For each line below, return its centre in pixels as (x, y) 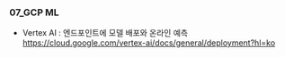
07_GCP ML (35, 12)
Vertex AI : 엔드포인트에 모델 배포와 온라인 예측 (105, 33)
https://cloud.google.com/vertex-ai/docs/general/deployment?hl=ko (149, 43)
